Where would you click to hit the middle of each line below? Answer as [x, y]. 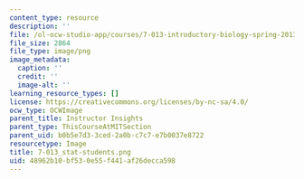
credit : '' [38, 77]
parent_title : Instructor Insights [76, 118]
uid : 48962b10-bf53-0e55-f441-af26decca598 [93, 160]
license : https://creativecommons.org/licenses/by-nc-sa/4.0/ [129, 102]
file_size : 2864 [40, 43]
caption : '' [40, 69]
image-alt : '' [44, 85]
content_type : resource [54, 18]
